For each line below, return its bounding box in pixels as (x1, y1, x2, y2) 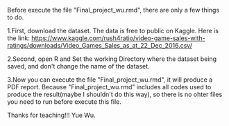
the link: (7, 34, 30, 42)
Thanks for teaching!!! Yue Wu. (7, 111, 96, 119)
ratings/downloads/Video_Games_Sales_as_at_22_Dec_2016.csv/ (7, 42, 193, 49)
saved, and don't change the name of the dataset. (7, 62, 151, 70)
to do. (7, 13, 24, 21)
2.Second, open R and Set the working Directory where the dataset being (7, 55, 217, 63)
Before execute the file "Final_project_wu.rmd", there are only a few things (7, 6, 220, 14)
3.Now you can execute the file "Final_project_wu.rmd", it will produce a (7, 75, 213, 84)
